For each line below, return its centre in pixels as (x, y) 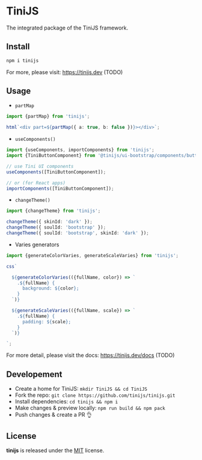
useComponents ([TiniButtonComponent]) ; (56, 172)
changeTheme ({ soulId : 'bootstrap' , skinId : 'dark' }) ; (78, 233)
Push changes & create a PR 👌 (53, 415)
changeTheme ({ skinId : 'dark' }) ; (50, 222)
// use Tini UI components (40, 166)
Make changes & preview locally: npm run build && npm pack (90, 408)
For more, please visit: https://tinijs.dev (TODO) (65, 72)
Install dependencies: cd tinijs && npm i (66, 402)
